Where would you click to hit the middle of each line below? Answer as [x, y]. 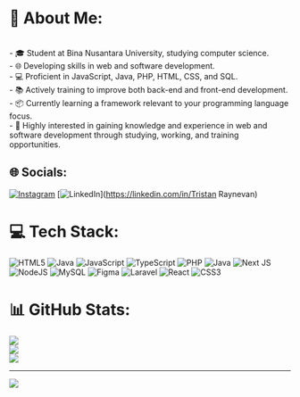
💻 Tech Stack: [64, 232]
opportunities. [35, 144]
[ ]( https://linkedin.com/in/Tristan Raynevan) [157, 194]
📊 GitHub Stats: [70, 309]
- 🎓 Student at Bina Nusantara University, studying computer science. [139, 53]
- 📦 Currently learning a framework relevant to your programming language [149, 103]
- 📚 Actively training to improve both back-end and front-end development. [149, 89]
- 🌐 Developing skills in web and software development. [112, 65]
